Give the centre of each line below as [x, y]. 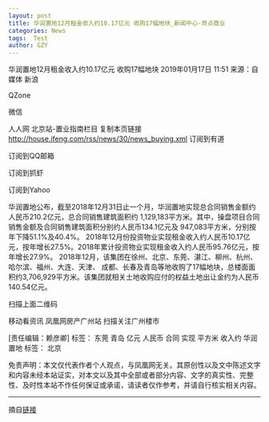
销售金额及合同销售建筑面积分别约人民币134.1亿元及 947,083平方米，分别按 [132, 227]
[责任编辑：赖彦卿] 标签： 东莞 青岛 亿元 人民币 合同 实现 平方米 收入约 [125, 338]
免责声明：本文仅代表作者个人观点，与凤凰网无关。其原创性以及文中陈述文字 [134, 365]
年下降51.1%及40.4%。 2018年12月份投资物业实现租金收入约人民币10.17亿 [129, 237]
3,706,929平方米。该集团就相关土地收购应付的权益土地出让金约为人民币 [141, 277]
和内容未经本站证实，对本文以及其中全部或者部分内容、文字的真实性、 [124, 375]
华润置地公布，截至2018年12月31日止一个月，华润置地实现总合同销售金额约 [132, 207]
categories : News [37, 30]
